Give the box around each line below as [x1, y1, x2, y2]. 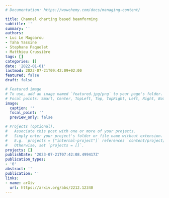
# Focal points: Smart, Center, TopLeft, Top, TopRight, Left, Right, [5, 96, 156, 101]
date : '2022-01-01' [5, 64, 46, 69]
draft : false [5, 78, 33, 83]
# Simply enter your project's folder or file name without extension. [5, 133, 163, 138]
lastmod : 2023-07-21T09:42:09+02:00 [5, 68, 82, 73]
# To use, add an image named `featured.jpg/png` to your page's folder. [5, 91, 163, 96]
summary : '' [5, 26, 30, 31]
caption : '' [10, 106, 35, 111]
